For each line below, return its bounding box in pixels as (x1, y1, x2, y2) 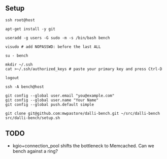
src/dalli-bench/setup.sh (5, 115, 60, 120)
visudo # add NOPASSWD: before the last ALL (5, 44, 101, 49)
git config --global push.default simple (5, 102, 94, 107)
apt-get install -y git (5, 26, 56, 31)
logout (5, 75, 19, 80)
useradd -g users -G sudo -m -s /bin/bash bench (5, 35, 110, 40)
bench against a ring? (12, 148, 58, 154)
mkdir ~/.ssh (5, 62, 33, 67)
